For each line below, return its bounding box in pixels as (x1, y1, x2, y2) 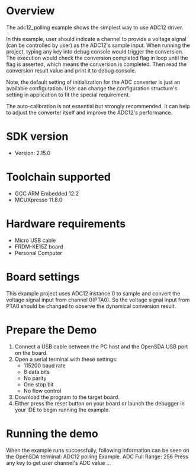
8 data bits (23, 368, 50, 375)
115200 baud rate (23, 361, 66, 369)
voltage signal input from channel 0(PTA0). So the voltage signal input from (6, 296, 190, 303)
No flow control (23, 387, 62, 394)
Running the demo (6, 427, 99, 440)
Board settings (6, 270, 80, 284)
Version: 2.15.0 (14, 149, 51, 156)
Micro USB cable (14, 237, 56, 244)
